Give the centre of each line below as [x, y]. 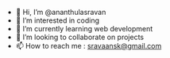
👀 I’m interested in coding [58, 20]
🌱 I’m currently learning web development [84, 29]
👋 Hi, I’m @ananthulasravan [61, 12]
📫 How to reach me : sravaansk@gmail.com [89, 46]
